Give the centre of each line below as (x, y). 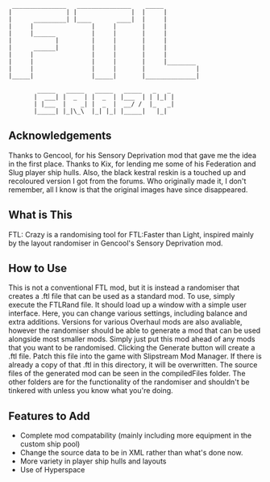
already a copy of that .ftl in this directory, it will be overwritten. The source (133, 365)
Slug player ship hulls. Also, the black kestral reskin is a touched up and (127, 172)
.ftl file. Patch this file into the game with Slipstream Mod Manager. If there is (135, 356)
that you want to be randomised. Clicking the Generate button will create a (132, 348)
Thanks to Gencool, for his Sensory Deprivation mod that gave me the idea (132, 155)
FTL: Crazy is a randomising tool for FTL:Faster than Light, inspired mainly (131, 234)
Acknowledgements (60, 136)
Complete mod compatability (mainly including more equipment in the (136, 436)
